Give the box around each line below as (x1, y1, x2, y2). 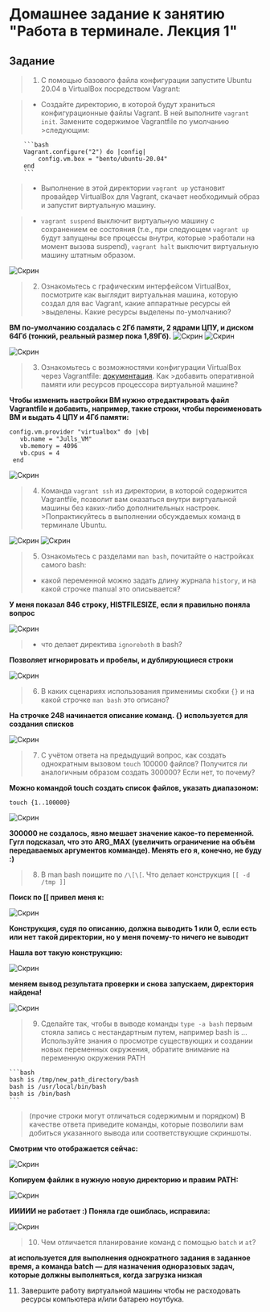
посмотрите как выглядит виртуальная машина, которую (40, 290, 239, 299)
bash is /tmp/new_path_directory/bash (9, 1076, 139, 1084)
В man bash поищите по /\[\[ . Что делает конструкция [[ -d (40, 870, 251, 879)
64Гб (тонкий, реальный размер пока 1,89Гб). (9, 331, 172, 341)
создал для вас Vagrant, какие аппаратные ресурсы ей (40, 299, 231, 308)
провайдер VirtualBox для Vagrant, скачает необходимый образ (40, 192, 260, 201)
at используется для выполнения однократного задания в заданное (9, 1253, 252, 1262)
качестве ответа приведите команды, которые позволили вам (28, 1119, 243, 1129)
